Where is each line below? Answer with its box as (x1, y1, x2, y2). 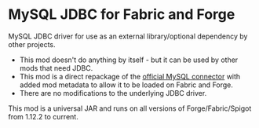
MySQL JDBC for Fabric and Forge (8, 5, 235, 24)
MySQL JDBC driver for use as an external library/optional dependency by (8, 31, 248, 41)
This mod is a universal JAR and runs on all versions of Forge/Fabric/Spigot (8, 104, 252, 113)
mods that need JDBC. (19, 63, 93, 72)
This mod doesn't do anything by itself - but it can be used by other (19, 55, 239, 64)
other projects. (8, 39, 57, 49)
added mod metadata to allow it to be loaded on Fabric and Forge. (19, 80, 234, 90)
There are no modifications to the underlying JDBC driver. (19, 88, 207, 97)
